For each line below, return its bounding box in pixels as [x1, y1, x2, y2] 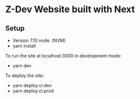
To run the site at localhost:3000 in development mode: [5, 53, 122, 59]
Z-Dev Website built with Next [5, 4, 135, 15]
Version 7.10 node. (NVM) [12, 37, 66, 43]
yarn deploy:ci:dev [12, 83, 52, 88]
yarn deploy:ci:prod [12, 88, 54, 94]
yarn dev [12, 63, 32, 68]
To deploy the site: [5, 72, 44, 79]
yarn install [12, 43, 36, 49]
